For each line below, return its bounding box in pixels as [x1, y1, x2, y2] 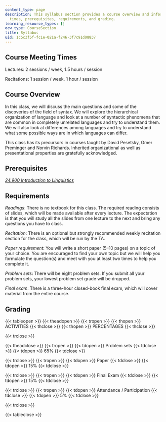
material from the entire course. [5, 291, 70, 297]
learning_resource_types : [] [5, 21, 65, 26]
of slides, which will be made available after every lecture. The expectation [5, 210, 157, 216]
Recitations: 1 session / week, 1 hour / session [5, 76, 98, 82]
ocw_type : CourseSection [5, 26, 56, 31]
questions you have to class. [5, 221, 63, 227]
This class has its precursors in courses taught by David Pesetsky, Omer [5, 139, 153, 145]
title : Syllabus [5, 30, 39, 35]
